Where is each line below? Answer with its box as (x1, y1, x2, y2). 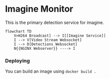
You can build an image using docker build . (5, 68, 96, 74)
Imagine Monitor (5, 3, 73, 15)
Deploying (5, 57, 30, 64)
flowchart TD (5, 29, 32, 34)
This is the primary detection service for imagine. (5, 20, 104, 25)
